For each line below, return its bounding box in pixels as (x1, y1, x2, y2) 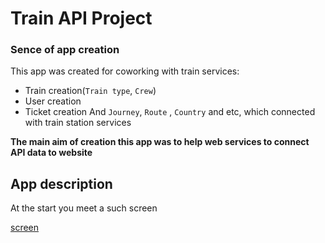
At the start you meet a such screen (10, 202, 158, 214)
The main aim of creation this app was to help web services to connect (10, 136, 310, 148)
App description (10, 175, 113, 192)
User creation (24, 95, 82, 107)
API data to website (10, 147, 93, 159)
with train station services (24, 117, 132, 129)
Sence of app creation (10, 43, 120, 57)
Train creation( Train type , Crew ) (24, 85, 157, 97)
